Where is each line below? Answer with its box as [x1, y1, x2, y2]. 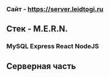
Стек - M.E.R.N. [6, 24, 68, 34]
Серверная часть [6, 61, 76, 71]
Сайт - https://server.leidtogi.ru [6, 5, 104, 13]
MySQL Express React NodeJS [6, 42, 100, 51]
